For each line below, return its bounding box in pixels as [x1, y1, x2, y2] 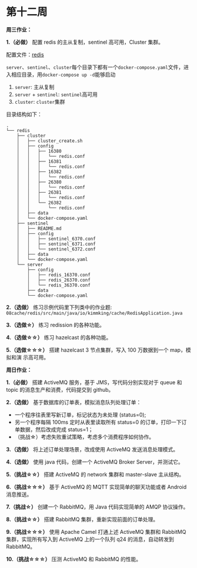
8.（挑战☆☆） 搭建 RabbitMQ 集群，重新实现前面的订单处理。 [6, 516, 159, 523]
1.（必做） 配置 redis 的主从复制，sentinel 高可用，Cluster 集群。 [6, 38, 163, 45]
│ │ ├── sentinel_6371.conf [16, 241, 96, 247]
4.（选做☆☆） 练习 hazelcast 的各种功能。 [6, 333, 112, 341]
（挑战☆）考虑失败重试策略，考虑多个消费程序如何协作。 [14, 433, 155, 440]
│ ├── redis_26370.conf [27, 277, 91, 283]
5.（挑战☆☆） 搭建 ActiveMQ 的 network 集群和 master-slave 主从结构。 [6, 471, 185, 478]
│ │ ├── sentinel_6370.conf [16, 236, 96, 242]
